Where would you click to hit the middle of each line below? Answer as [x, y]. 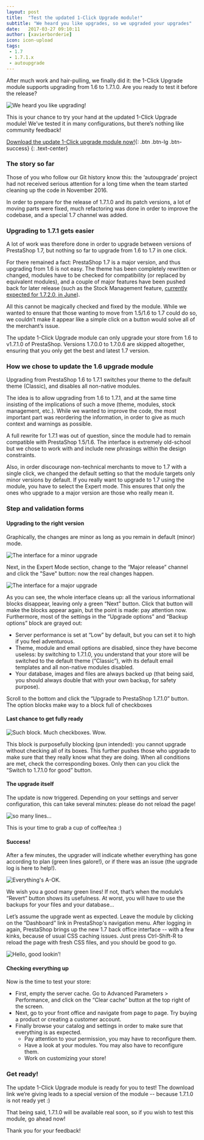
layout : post [23, 12]
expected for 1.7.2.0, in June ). [43, 295]
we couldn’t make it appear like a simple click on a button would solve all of [101, 319]
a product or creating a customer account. [68, 1019]
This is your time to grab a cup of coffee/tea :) [64, 827]
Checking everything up [37, 968]
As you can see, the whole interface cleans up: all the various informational [100, 597]
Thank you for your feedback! [44, 1130]
